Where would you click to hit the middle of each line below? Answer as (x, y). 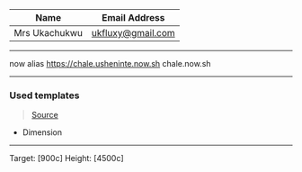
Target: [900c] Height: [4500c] (67, 158)
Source (44, 115)
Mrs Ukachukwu (49, 33)
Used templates (44, 95)
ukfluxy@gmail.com (133, 33)
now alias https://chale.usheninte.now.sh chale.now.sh (110, 63)
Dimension (42, 132)
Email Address (133, 18)
